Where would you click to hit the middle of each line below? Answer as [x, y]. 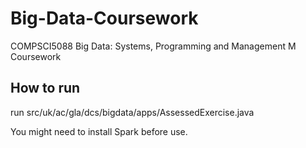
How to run [45, 88]
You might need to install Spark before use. [99, 131]
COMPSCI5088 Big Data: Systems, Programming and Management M [153, 46]
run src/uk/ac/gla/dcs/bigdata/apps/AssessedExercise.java [132, 112]
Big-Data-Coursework [104, 18]
